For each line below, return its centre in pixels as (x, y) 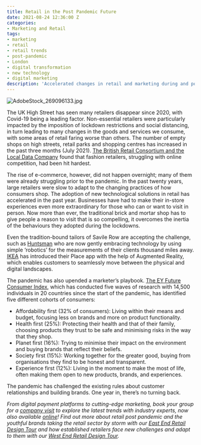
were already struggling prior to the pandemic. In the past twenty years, (95, 181)
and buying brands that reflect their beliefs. (69, 349)
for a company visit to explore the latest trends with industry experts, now (98, 410)
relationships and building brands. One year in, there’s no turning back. (94, 392)
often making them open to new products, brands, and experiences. (99, 375)
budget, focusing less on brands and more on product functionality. (98, 317)
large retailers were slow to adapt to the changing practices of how (89, 188)
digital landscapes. (30, 269)
